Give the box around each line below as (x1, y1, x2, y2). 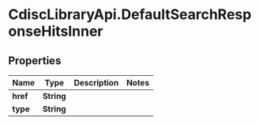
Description (73, 78, 119, 88)
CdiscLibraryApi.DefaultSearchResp (8, 6, 252, 24)
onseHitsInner (8, 22, 104, 40)
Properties (8, 54, 62, 67)
